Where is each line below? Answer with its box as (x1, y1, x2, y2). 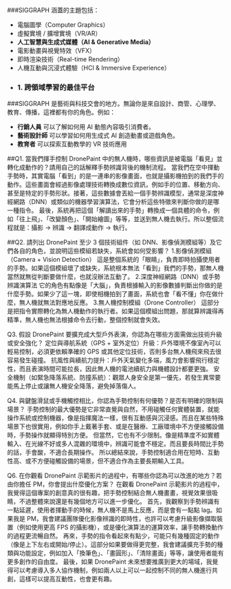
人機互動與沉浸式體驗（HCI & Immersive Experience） (16, 64, 170, 72)
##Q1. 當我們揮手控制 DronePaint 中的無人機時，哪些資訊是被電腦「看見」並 (7, 154, 223, 163)
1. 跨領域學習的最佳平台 (16, 82, 95, 92)
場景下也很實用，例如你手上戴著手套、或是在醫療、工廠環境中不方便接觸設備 (7, 422, 224, 431)
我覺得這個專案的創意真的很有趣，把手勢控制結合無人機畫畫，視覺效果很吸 (7, 488, 218, 497)
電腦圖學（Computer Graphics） (16, 21, 109, 29)
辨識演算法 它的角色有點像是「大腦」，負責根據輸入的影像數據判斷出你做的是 (7, 281, 223, 289)
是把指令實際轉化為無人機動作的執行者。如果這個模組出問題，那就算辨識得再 (7, 307, 224, 316)
